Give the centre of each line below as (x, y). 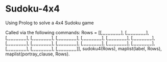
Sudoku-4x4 (33, 9)
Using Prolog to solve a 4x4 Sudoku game (50, 23)
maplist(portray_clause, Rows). (38, 54)
